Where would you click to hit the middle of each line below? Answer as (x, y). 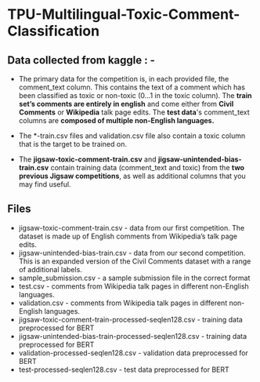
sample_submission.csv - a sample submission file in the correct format (134, 278)
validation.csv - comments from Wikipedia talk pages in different (123, 303)
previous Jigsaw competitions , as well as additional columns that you (132, 176)
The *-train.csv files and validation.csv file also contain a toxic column (132, 136)
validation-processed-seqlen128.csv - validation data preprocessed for (133, 353)
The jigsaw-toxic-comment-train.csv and (88, 159)
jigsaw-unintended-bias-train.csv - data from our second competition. (132, 253)
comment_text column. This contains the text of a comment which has (132, 87)
